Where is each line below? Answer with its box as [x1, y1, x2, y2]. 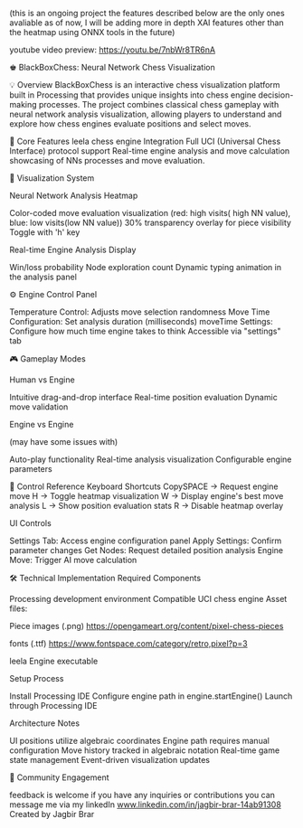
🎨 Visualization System [9, 173, 95, 183]
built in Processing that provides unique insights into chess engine [9, 89, 257, 100]
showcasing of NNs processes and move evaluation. [9, 155, 205, 165]
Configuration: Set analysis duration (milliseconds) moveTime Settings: [9, 316, 273, 326]
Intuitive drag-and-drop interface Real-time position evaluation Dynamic [9, 392, 278, 402]
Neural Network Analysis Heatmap [9, 190, 138, 201]
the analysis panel [9, 271, 77, 282]
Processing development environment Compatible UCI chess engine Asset [9, 594, 288, 604]
